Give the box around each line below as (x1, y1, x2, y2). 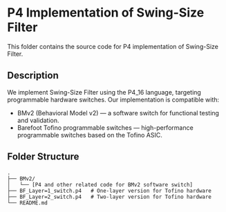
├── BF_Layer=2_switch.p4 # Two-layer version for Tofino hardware (7, 193, 212, 200)
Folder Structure (7, 151, 79, 163)
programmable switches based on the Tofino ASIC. (17, 131, 162, 139)
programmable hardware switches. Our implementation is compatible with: (7, 95, 220, 104)
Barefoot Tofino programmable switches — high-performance (17, 123, 194, 132)
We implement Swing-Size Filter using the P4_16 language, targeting (7, 88, 202, 96)
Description (7, 70, 59, 81)
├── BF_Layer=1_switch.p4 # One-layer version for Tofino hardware (7, 187, 212, 194)
